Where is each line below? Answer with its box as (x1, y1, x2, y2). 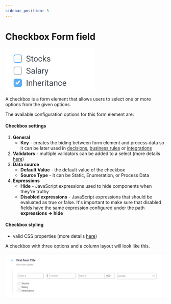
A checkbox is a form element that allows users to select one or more (5, 96, 152, 102)
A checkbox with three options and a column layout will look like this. (5, 243, 150, 249)
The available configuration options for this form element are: (5, 111, 134, 117)
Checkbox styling (5, 222, 44, 228)
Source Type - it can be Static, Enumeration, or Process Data (20, 172, 150, 178)
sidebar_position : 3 (5, 8, 50, 13)
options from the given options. (5, 101, 71, 107)
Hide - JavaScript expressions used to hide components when (20, 183, 152, 189)
